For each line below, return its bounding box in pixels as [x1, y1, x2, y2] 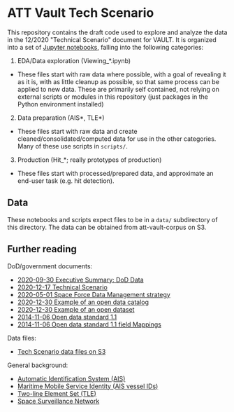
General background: [7, 361, 68, 369]
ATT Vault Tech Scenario [7, 5, 154, 21]
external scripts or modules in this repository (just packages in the [17, 92, 208, 101]
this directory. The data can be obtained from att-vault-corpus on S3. [7, 223, 207, 231]
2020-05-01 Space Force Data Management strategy [17, 290, 171, 298]
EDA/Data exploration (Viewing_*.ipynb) [17, 56, 131, 64]
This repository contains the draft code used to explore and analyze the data [7, 28, 228, 36]
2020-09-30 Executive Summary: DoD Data [17, 275, 145, 284]
